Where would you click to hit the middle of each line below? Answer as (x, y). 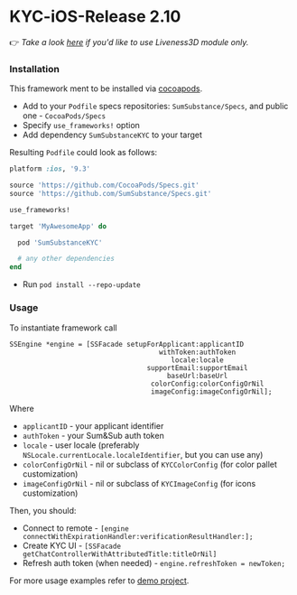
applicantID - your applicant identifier (93, 425)
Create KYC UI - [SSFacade (72, 545)
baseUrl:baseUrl (197, 376)
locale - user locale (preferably (81, 445)
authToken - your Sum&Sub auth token (93, 435)
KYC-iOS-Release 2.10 (95, 17)
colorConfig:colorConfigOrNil (207, 384)
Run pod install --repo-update (82, 284)
